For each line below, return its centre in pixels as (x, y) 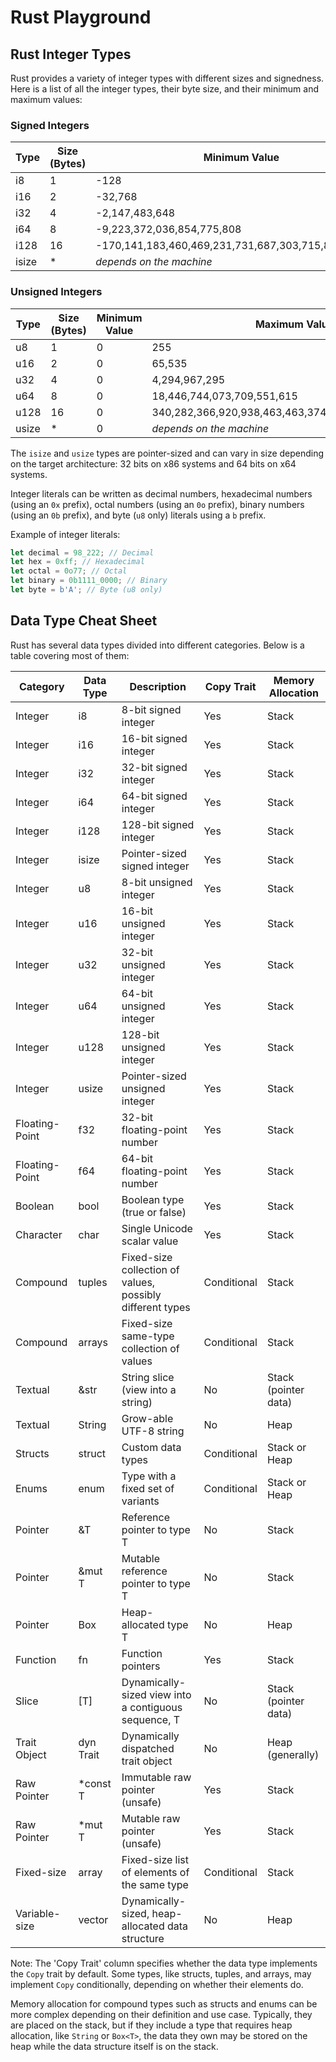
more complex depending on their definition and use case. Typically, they (161, 2014)
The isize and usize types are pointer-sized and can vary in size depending (167, 453)
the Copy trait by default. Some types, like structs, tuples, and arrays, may (161, 1973)
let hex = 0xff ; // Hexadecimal (77, 562)
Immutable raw (156, 1777)
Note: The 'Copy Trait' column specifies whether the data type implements (164, 1963)
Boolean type (153, 1199)
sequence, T (151, 1719)
